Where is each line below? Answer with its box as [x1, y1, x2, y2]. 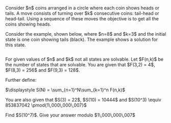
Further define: [5, 77, 37, 83]
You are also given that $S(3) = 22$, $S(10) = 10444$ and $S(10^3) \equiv [5, 97, 162, 103]
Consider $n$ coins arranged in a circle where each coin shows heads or [5, 5, 160, 11]
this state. [5, 42, 27, 48]
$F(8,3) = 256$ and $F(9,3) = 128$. [5, 67, 80, 73]
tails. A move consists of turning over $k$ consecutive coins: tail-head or [5, 10, 159, 16]
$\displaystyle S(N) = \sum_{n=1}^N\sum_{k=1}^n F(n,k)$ [5, 87, 126, 93]
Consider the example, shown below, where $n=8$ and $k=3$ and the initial [5, 31, 166, 37]
